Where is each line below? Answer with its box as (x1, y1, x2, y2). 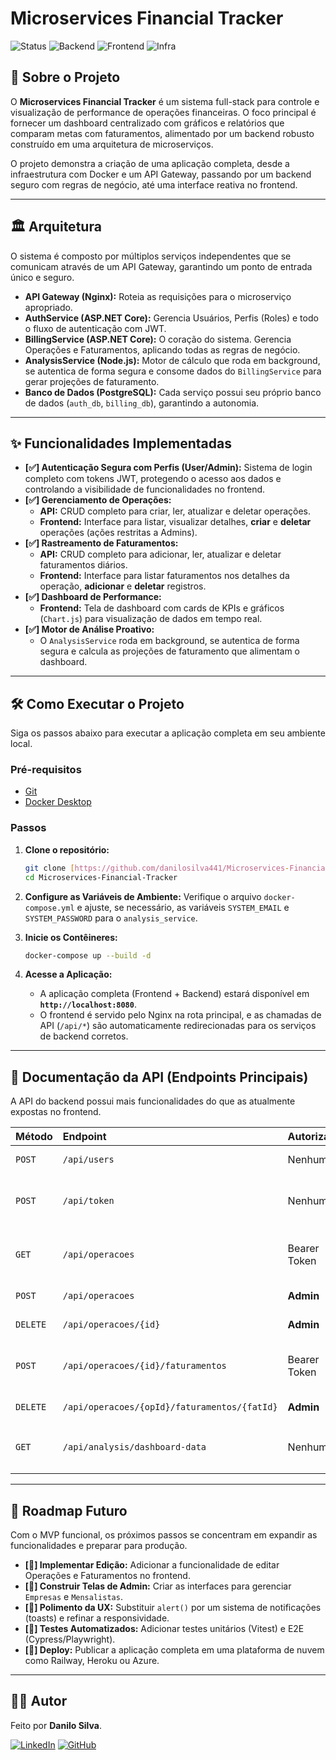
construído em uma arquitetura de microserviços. (10, 138, 214, 150)
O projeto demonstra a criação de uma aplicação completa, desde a (10, 157, 290, 169)
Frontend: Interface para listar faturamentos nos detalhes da (39, 570, 290, 582)
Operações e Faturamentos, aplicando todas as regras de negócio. (24, 343, 301, 356)
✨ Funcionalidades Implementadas (10, 435, 232, 452)
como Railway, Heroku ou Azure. (24, 1655, 160, 1667)
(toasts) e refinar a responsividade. (24, 1612, 170, 1624)
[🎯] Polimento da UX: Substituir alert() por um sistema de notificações (24, 1602, 322, 1614)
